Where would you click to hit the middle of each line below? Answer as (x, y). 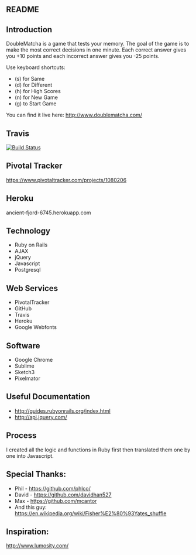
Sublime (24, 366)
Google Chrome (34, 360)
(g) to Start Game (35, 104)
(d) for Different (33, 85)
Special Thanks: (36, 475)
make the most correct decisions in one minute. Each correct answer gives (96, 50)
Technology (28, 231)
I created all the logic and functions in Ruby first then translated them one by (98, 450)
